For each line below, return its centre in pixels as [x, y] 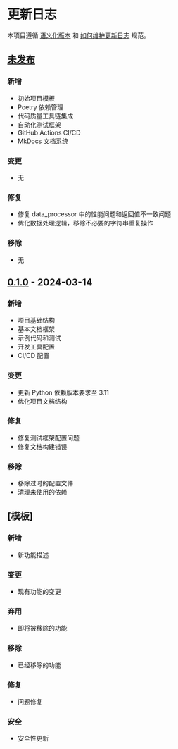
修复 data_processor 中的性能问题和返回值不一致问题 [94, 214]
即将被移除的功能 [42, 629]
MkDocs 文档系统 [43, 141]
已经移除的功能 [39, 665]
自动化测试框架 [39, 125]
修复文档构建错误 [42, 446]
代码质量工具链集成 [45, 116]
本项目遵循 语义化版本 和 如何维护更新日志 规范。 [78, 35]
